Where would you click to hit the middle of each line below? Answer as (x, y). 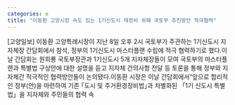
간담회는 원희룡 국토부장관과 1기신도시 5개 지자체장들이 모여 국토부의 (109, 59)
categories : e (28, 14)
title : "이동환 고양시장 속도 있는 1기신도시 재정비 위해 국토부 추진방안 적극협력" (112, 20)
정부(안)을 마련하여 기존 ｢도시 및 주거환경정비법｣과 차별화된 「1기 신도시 (113, 85)
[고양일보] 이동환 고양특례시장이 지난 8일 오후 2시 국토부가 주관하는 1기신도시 (113, 41)
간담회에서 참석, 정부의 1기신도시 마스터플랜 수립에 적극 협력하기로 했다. (124, 50)
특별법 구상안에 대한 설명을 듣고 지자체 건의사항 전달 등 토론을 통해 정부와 (121, 68)
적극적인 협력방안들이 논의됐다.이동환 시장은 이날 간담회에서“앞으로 (118, 76)
